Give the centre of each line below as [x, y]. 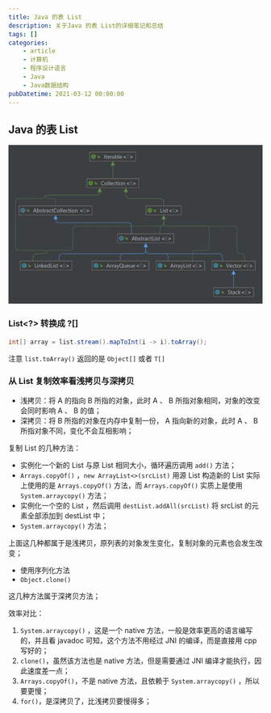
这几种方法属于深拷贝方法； [54, 596]
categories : [28, 43]
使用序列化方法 [45, 570]
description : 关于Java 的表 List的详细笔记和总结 [86, 25]
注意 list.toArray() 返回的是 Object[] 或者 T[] [87, 358]
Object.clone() [46, 580]
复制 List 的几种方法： [45, 448]
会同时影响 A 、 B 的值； [61, 410]
